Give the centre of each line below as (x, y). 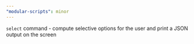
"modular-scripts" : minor (37, 11)
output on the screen (31, 34)
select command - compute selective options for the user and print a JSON (97, 28)
